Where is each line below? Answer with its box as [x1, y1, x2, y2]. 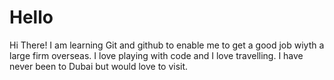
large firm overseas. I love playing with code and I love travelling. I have [9, 49, 304, 61]
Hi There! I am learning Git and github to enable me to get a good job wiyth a [9, 39, 325, 51]
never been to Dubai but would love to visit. [9, 60, 189, 72]
